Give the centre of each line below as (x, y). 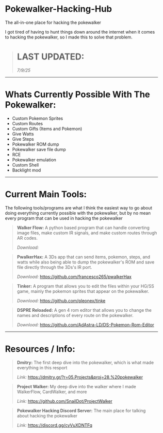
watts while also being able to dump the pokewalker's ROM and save (86, 262)
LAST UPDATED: (50, 57)
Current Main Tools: (46, 194)
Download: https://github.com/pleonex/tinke (61, 301)
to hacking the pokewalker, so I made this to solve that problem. (69, 37)
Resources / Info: (40, 349)
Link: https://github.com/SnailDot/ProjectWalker (65, 401)
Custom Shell (25, 165)
